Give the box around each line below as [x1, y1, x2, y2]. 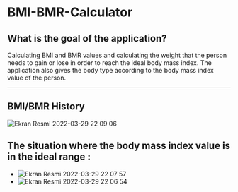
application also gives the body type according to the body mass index [7, 66, 214, 74]
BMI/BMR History [7, 100, 85, 113]
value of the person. [7, 73, 66, 82]
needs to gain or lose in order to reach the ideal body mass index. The [7, 59, 212, 67]
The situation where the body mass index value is [7, 140, 231, 152]
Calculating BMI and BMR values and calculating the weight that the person [7, 51, 227, 59]
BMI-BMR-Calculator [7, 4, 133, 20]
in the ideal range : [7, 151, 91, 163]
